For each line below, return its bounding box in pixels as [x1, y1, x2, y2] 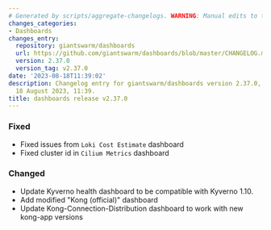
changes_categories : [8, 19, 78, 27]
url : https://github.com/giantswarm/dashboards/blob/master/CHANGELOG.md [15, 49, 269, 57]
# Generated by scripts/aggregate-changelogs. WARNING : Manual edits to [8, 11, 258, 20]
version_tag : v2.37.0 [15, 65, 89, 73]
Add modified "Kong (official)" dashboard [19, 194, 159, 204]
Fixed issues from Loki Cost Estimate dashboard [19, 139, 184, 149]
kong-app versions [19, 211, 83, 222]
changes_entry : [8, 34, 60, 43]
